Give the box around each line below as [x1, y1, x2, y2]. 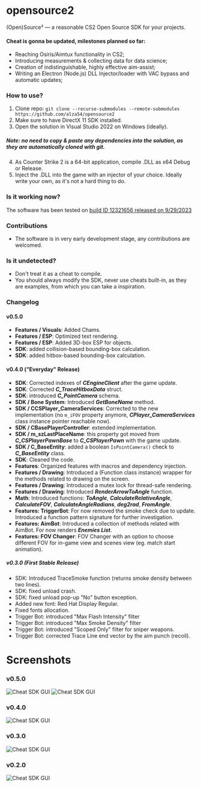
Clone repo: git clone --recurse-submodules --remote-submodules [14, 105, 180, 112]
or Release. [14, 165, 43, 172]
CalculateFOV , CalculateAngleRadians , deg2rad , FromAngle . [14, 500, 172, 508]
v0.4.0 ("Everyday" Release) [6, 366, 80, 373]
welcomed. [14, 241, 43, 249]
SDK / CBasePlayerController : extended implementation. [14, 424, 157, 431]
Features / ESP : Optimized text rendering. [14, 332, 119, 340]
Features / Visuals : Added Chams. [14, 326, 101, 334]
